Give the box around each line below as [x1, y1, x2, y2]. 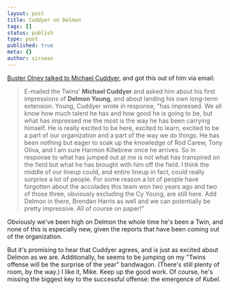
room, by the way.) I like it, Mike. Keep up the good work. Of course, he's [7, 267, 214, 276]
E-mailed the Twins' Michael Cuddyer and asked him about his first [23, 87, 216, 95]
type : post [7, 36, 38, 43]
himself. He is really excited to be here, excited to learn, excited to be [23, 123, 220, 132]
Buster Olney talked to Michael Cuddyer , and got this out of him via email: [7, 74, 215, 82]
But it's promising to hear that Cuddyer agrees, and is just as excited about [7, 245, 218, 253]
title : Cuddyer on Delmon [7, 17, 81, 23]
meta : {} [7, 49, 32, 56]
